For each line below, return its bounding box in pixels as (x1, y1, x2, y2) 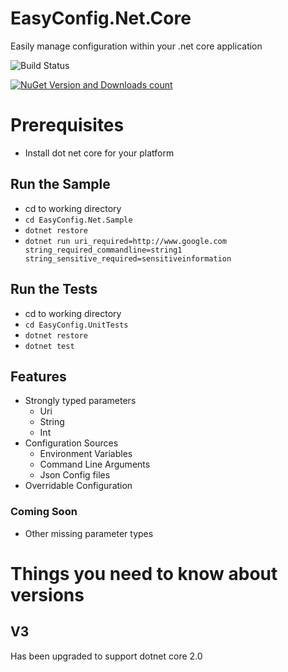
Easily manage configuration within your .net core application (10, 40, 263, 52)
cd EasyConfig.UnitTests (24, 320, 129, 330)
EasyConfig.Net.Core (10, 7, 192, 30)
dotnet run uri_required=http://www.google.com (24, 236, 227, 246)
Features (10, 368, 67, 385)
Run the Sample (10, 176, 111, 193)
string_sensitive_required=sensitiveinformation (24, 253, 232, 264)
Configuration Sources (24, 437, 119, 449)
